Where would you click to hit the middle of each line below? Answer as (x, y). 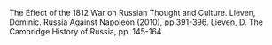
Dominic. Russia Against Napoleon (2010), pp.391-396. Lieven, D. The (136, 22)
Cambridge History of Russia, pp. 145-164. (86, 31)
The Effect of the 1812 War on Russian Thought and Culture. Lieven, (132, 13)
